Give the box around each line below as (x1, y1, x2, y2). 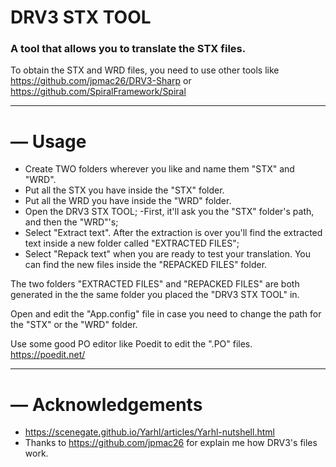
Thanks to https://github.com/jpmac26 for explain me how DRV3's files (24, 437, 318, 449)
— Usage (10, 130, 87, 153)
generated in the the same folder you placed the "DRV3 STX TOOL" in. (10, 289, 300, 301)
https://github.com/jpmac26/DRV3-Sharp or (10, 75, 192, 87)
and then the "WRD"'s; (24, 216, 119, 228)
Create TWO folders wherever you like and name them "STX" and (24, 163, 295, 175)
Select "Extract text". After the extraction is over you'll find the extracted (24, 227, 323, 239)
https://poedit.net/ (10, 349, 86, 361)
